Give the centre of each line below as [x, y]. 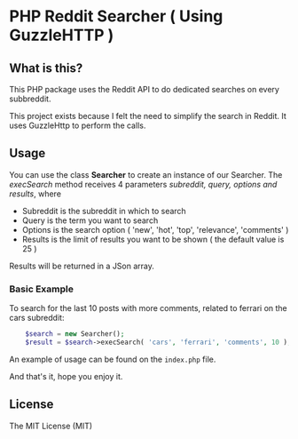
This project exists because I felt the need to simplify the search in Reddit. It [148, 116]
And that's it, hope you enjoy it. [66, 376]
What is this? [46, 68]
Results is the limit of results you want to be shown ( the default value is [153, 239]
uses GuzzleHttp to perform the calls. [78, 125]
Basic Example [41, 289]
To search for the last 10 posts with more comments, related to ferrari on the [149, 308]
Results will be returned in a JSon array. [82, 266]
